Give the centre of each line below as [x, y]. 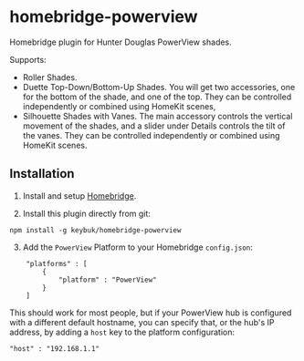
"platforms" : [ [57, 263]
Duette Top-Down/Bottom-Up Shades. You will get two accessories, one [159, 87]
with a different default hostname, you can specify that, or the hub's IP [142, 322]
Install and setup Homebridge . [79, 196]
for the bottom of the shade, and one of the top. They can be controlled [157, 97]
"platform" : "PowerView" [107, 280]
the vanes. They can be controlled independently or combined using [151, 135]
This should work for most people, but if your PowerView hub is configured [151, 313]
